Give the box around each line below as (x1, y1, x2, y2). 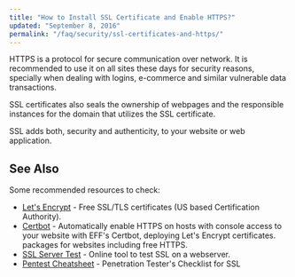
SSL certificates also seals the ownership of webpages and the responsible (9, 99, 284, 110)
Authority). (21, 211, 62, 222)
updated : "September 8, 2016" (9, 21, 121, 30)
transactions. (9, 82, 58, 93)
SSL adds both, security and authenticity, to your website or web (9, 126, 245, 137)
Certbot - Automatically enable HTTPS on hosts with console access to (21, 221, 282, 232)
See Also (9, 161, 59, 176)
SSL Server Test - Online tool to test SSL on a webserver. (21, 249, 230, 260)
